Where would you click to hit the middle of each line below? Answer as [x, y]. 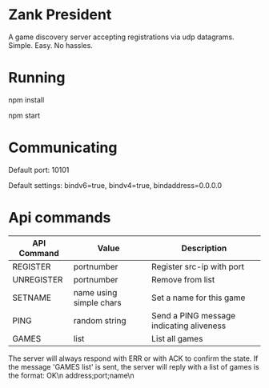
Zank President [60, 15]
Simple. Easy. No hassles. [51, 45]
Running [37, 78]
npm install [26, 100]
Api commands [60, 218]
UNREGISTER [38, 279]
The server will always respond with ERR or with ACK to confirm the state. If [133, 358]
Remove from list [183, 279]
